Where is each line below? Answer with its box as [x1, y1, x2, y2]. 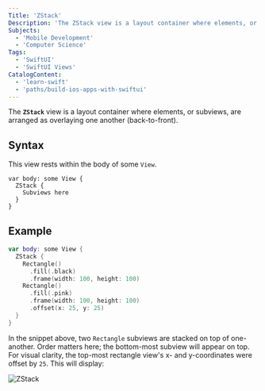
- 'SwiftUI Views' [15, 63, 77, 71]
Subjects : [8, 26, 41, 34]
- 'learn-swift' [15, 78, 69, 86]
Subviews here [22, 189, 69, 197]
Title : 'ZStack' [8, 11, 62, 20]
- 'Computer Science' [15, 41, 87, 49]
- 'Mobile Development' [15, 33, 94, 42]
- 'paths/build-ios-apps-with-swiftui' [15, 85, 148, 94]
